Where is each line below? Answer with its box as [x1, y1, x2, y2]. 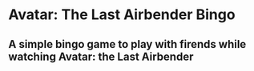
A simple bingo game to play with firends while [8, 37, 247, 51]
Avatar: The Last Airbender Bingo [8, 6, 236, 24]
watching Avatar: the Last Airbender [8, 49, 194, 63]
